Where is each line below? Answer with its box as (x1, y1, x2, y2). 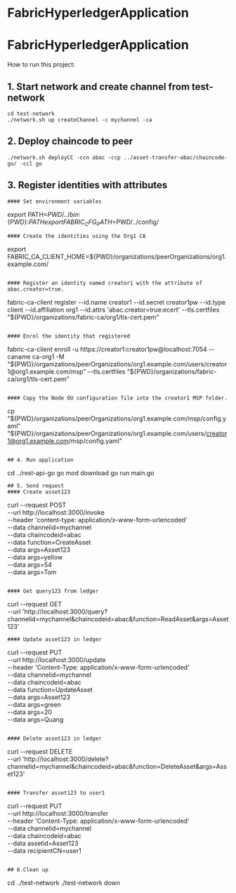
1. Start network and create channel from (7, 81, 190, 93)
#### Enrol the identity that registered (7, 333, 131, 340)
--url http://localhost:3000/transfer (7, 809, 109, 818)
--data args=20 (7, 708, 53, 717)
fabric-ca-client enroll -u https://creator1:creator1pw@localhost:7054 (7, 345, 207, 354)
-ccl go (20, 160, 42, 167)
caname (7, 352, 31, 361)
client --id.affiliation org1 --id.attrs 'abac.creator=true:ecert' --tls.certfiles (7, 305, 220, 314)
